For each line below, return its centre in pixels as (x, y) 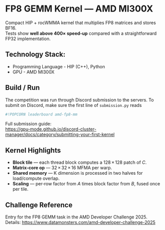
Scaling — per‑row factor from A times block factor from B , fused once (86, 184)
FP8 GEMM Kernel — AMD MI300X (79, 9)
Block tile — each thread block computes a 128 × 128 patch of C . (79, 162)
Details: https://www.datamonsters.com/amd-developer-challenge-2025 (80, 222)
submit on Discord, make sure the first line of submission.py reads (73, 105)
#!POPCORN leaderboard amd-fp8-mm (42, 114)
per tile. (20, 189)
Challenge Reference (39, 205)
